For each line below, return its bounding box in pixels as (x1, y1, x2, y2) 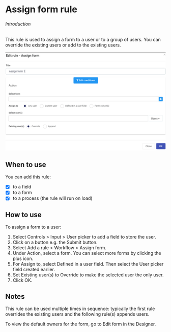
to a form (12, 189, 32, 196)
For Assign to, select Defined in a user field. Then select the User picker (12, 261, 164, 267)
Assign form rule (5, 4, 77, 15)
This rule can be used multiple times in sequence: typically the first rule (5, 305, 155, 312)
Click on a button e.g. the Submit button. (12, 239, 98, 246)
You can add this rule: (5, 174, 51, 180)
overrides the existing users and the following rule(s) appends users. (5, 311, 150, 317)
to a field (12, 184, 32, 190)
